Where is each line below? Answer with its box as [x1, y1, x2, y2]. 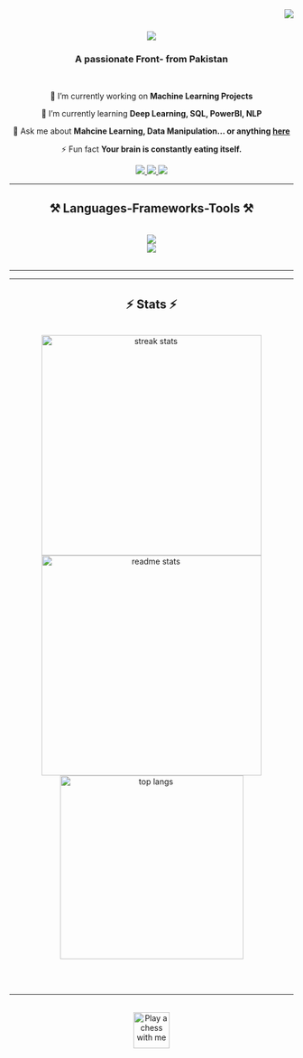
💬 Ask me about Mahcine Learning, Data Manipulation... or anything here [13, 126, 290, 136]
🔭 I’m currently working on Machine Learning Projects [50, 90, 253, 102]
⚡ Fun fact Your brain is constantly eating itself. [61, 144, 242, 154]
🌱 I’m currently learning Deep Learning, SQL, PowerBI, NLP [41, 108, 262, 119]
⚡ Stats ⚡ [125, 296, 178, 312]
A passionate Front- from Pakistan [75, 53, 228, 66]
